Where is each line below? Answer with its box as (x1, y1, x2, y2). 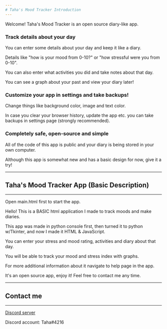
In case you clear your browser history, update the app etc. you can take (5, 113, 154, 119)
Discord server (5, 310, 36, 316)
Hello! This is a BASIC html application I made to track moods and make (5, 208, 152, 214)
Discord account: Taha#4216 (5, 320, 65, 326)
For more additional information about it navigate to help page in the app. (5, 263, 155, 269)
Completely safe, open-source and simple (5, 130, 109, 137)
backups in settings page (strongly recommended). (5, 118, 110, 124)
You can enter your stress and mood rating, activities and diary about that (5, 238, 156, 244)
